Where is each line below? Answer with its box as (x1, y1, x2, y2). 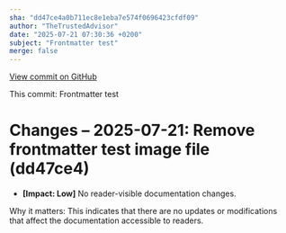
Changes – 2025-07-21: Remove (9, 121, 255, 140)
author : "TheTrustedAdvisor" (9, 22, 119, 31)
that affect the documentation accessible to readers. (9, 215, 204, 226)
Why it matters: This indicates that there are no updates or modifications (9, 206, 278, 217)
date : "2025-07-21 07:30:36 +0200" (9, 30, 143, 39)
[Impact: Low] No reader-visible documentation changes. (22, 188, 237, 199)
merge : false (9, 47, 58, 56)
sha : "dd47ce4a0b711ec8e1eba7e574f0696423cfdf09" (9, 13, 200, 22)
